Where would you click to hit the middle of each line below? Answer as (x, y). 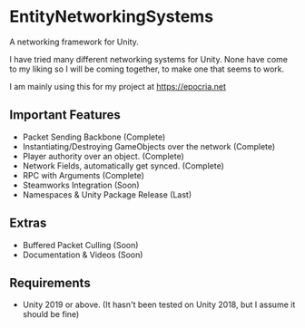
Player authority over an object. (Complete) (103, 156)
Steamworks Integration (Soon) (81, 185)
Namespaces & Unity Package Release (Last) (107, 194)
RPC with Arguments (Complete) (84, 175)
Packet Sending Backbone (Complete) (94, 137)
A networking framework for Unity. (74, 42)
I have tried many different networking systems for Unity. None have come (149, 59)
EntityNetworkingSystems (112, 17)
